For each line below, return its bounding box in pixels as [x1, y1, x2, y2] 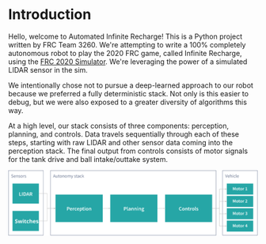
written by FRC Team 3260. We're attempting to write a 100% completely [8, 39, 246, 49]
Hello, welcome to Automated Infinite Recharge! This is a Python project [8, 32, 243, 41]
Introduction [8, 6, 92, 24]
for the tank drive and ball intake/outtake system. [8, 154, 169, 163]
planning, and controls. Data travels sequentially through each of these [8, 129, 240, 139]
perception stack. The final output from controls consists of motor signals [8, 146, 249, 156]
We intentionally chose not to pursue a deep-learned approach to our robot [8, 81, 253, 90]
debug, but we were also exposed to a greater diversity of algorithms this [8, 97, 248, 107]
